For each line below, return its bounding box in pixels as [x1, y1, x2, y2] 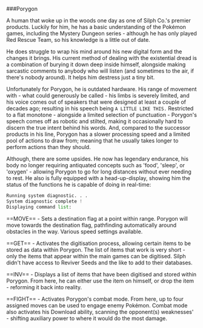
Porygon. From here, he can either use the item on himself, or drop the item [6, 277, 195, 284]
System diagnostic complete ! [6, 198, 83, 204]
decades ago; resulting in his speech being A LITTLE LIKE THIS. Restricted [6, 105, 194, 112]
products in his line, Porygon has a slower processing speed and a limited [6, 130, 190, 138]
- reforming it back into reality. [6, 283, 82, 290]
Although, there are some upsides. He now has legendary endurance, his [6, 155, 189, 162]
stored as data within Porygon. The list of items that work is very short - [6, 246, 186, 253]
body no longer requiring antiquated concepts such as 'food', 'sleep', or [6, 162, 185, 169]
